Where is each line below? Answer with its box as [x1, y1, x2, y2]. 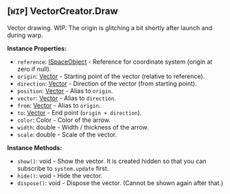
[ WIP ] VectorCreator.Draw [7, 5, 118, 17]
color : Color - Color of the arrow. [16, 116, 111, 124]
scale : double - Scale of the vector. [16, 130, 117, 138]
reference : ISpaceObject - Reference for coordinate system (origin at [16, 58, 213, 66]
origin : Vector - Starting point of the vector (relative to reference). [16, 72, 205, 80]
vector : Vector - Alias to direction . [16, 94, 117, 102]
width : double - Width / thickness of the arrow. [16, 123, 149, 131]
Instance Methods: [7, 143, 62, 151]
